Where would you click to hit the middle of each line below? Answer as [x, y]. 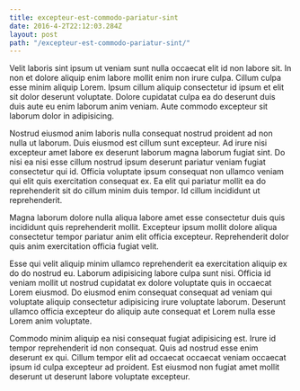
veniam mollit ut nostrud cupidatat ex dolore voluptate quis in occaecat [141, 283]
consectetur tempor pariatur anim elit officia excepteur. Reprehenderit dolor [149, 237]
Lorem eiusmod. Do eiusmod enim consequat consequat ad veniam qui [141, 292]
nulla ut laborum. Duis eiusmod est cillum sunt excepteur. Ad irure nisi [138, 143]
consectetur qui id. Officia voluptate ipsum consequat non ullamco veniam [147, 172]
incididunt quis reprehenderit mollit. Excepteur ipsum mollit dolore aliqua [143, 227]
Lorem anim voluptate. [51, 321]
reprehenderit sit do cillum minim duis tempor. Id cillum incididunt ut [135, 191]
